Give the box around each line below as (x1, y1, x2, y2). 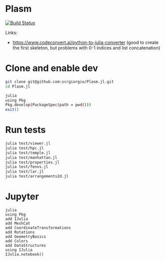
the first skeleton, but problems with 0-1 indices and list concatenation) (12, 45, 160, 51)
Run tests (5, 124, 46, 136)
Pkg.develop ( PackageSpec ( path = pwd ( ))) (5, 102, 92, 108)
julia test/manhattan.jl (5, 155, 58, 160)
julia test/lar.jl (5, 169, 44, 175)
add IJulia (5, 216, 28, 222)
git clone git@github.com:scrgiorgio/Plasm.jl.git (5, 79, 114, 84)
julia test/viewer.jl (5, 141, 51, 146)
